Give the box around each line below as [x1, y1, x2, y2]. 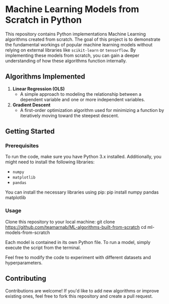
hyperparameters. [5, 260, 43, 266]
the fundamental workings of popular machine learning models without [5, 41, 153, 47]
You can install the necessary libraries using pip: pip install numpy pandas [5, 189, 159, 195]
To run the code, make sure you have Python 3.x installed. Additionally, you [5, 154, 161, 160]
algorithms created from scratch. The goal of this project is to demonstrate [5, 36, 160, 42]
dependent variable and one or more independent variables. [20, 96, 145, 102]
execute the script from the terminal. [5, 245, 81, 251]
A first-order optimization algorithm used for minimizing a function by [20, 107, 164, 113]
